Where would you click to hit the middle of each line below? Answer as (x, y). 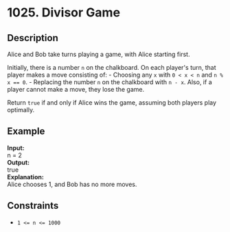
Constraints (33, 206)
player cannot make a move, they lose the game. (76, 89)
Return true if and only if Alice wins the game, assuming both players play (112, 103)
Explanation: (26, 177)
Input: (16, 148)
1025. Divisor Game (64, 13)
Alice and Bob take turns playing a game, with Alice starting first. (99, 54)
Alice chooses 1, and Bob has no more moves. (72, 184)
